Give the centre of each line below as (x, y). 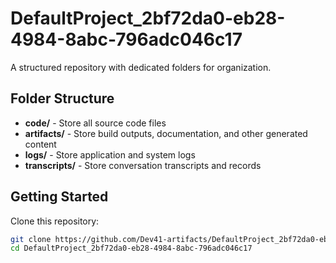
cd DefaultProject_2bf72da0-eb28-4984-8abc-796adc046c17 (131, 248)
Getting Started (59, 197)
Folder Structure (62, 98)
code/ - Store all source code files (95, 123)
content (40, 144)
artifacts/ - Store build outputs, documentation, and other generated (166, 133)
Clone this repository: (55, 221)
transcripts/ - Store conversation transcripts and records (143, 165)
